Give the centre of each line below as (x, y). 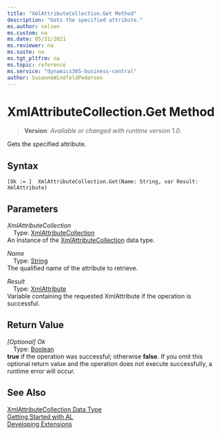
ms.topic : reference (37, 65)
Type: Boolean (34, 349)
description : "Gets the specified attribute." (75, 20)
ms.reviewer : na (30, 45)
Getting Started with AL (40, 416)
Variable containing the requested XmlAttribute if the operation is (99, 296)
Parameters (33, 209)
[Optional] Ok (27, 341)
